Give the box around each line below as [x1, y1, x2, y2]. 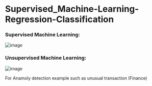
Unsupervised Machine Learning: [5, 55, 87, 62]
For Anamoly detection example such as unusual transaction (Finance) [5, 75, 148, 81]
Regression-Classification [5, 14, 114, 25]
